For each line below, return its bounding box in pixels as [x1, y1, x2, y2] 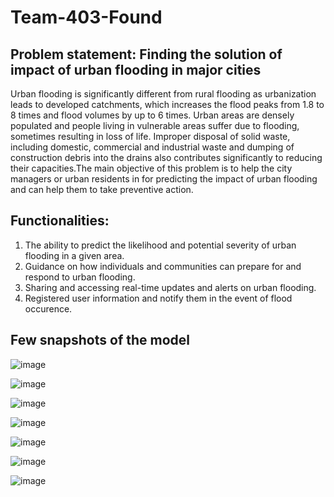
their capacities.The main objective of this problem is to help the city [10, 162, 293, 174]
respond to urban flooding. [24, 271, 136, 283]
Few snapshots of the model [10, 332, 191, 349]
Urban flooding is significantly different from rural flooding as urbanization [10, 88, 317, 100]
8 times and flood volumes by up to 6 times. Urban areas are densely [10, 109, 295, 121]
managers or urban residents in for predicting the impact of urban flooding [10, 173, 318, 185]
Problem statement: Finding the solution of [10, 46, 283, 63]
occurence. [24, 302, 73, 315]
